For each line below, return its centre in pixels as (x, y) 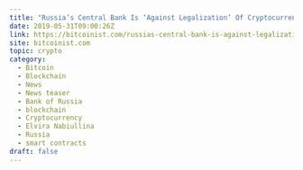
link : (19, 34)
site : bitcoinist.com (50, 43)
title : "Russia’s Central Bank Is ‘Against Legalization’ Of (127, 18)
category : (28, 59)
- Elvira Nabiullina (56, 127)
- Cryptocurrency (50, 118)
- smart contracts (52, 143)
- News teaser (44, 93)
